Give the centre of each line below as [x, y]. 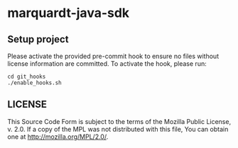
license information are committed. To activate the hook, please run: [107, 64]
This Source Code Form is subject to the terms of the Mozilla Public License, [119, 121]
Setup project [38, 39]
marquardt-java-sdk [69, 13]
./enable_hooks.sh [34, 83]
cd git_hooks [27, 76]
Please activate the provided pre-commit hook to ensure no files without [113, 56]
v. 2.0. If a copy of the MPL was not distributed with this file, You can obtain [118, 129]
